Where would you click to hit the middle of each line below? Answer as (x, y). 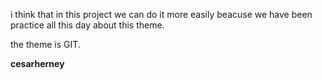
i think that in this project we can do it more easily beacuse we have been (161, 14)
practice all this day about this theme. (87, 25)
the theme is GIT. (45, 44)
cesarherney (37, 63)
